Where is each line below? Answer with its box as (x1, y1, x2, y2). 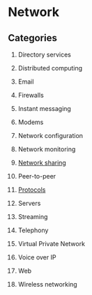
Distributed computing (17, 64, 83, 72)
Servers (17, 199, 41, 207)
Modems (17, 118, 44, 126)
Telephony (17, 226, 49, 234)
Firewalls (17, 91, 44, 99)
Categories (8, 32, 58, 44)
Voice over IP (17, 253, 56, 262)
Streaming (17, 213, 48, 220)
